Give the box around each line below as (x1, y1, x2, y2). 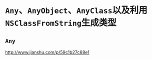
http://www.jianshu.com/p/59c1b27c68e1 (5, 49, 89, 55)
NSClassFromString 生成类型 (5, 17, 116, 28)
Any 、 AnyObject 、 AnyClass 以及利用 (5, 4, 147, 16)
